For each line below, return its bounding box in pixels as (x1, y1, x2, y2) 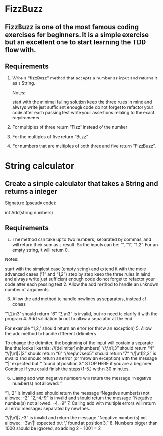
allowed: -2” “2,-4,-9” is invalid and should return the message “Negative (5, 395, 152, 401)
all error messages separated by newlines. (5, 406, 90, 412)
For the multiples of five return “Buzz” (12, 134, 89, 139)
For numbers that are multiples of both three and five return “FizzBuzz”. (12, 143, 156, 149)
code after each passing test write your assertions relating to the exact (12, 110, 155, 116)
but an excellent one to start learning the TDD (5, 38, 146, 46)
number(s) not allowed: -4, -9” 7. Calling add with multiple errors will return (5, 400, 156, 406)
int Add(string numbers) (5, 210, 53, 216)
